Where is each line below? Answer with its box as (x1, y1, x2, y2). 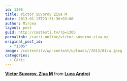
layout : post (5, 26, 32, 30)
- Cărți (9, 57, 26, 62)
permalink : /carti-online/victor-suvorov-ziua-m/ (5, 35, 109, 40)
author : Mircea (5, 21, 36, 26)
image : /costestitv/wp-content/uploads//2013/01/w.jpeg (5, 48, 122, 53)
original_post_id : (5, 39, 43, 44)
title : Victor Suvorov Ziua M (5, 12, 67, 17)
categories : (5, 53, 30, 58)
